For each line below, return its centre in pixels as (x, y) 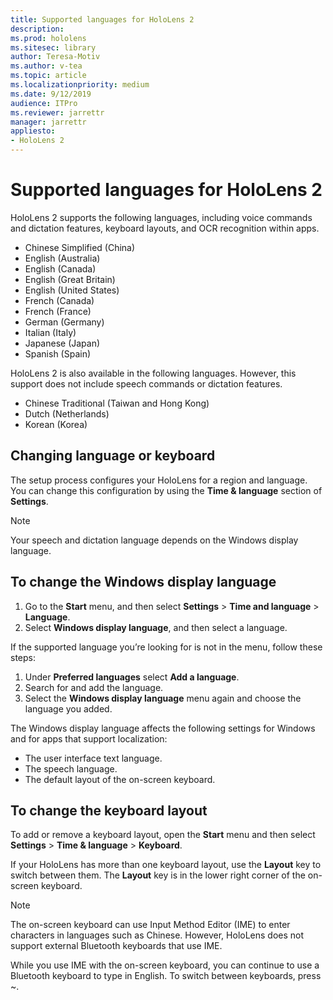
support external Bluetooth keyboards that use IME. (116, 946)
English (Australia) (62, 258)
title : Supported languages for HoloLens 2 (102, 19)
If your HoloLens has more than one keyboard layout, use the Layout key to (166, 865)
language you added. (68, 708)
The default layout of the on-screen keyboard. (120, 779)
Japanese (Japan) (62, 343)
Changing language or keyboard (113, 456)
